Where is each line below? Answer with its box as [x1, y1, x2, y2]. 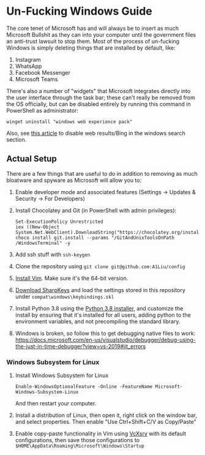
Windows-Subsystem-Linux [15, 389, 79, 396]
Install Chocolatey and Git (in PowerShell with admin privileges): [15, 206, 177, 214]
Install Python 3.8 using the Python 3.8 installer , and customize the [15, 304, 184, 312]
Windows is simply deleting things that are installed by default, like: [6, 44, 176, 51]
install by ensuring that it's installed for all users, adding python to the [15, 311, 191, 318]
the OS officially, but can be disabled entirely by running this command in [6, 100, 191, 108]
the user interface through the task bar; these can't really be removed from [6, 94, 196, 101]
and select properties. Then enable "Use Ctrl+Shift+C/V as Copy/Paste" [15, 418, 197, 426]
